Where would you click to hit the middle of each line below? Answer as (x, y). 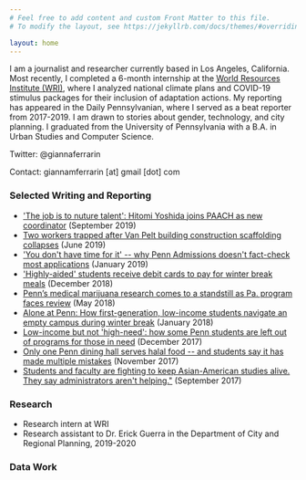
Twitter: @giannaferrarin (55, 154)
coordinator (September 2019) (79, 225)
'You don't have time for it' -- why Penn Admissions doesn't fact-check (156, 254)
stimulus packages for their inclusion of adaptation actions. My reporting (146, 98)
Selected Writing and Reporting (81, 195)
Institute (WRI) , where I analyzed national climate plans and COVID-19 (140, 89)
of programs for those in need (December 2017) (112, 341)
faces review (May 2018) (69, 303)
